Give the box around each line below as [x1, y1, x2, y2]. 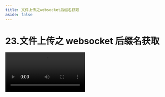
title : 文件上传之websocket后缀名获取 [5, 7, 79, 13]
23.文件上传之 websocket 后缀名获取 [5, 35, 160, 47]
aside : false [5, 12, 33, 17]
